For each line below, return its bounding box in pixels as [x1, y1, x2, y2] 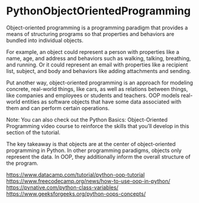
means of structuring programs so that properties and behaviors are [6, 30, 175, 37]
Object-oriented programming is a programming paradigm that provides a [6, 24, 188, 31]
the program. [6, 159, 38, 166]
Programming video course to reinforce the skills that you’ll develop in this [6, 122, 189, 129]
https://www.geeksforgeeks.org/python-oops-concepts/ [6, 190, 146, 197]
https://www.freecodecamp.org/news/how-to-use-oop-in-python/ [6, 177, 171, 184]
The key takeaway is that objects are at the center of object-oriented [6, 140, 176, 147]
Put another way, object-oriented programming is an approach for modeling [6, 79, 194, 86]
